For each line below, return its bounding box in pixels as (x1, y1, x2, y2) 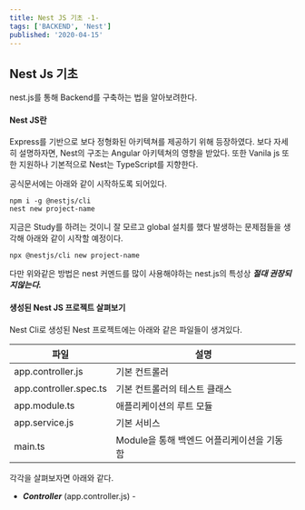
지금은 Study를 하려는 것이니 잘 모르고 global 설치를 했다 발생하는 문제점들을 (9, 222, 281, 233)
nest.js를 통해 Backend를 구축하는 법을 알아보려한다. (9, 92, 198, 103)
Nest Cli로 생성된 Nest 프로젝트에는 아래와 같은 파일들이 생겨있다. (9, 324, 243, 335)
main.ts (14, 440, 45, 453)
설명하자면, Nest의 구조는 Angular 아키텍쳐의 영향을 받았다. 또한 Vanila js (18, 147, 280, 159)
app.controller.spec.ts (14, 382, 107, 395)
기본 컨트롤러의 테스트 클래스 (115, 383, 232, 395)
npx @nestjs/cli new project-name (9, 251, 141, 260)
